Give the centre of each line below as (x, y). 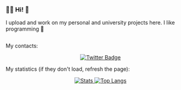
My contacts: (22, 46)
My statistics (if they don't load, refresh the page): (68, 69)
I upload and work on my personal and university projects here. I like (90, 23)
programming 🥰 (25, 29)
